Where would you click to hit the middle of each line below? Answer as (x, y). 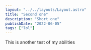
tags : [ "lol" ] (20, 28)
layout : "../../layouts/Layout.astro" (46, 10)
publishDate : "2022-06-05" (33, 24)
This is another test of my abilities (40, 42)
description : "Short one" (32, 19)
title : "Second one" (27, 14)
